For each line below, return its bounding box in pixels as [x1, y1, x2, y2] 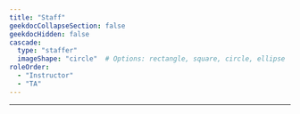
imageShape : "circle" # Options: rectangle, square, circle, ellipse [17, 54, 286, 63]
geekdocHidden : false [9, 29, 90, 38]
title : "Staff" [9, 12, 66, 22]
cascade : [9, 37, 42, 47]
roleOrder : [9, 63, 50, 72]
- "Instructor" [17, 71, 74, 80]
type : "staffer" [17, 46, 78, 55]
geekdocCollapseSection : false [9, 21, 126, 30]
